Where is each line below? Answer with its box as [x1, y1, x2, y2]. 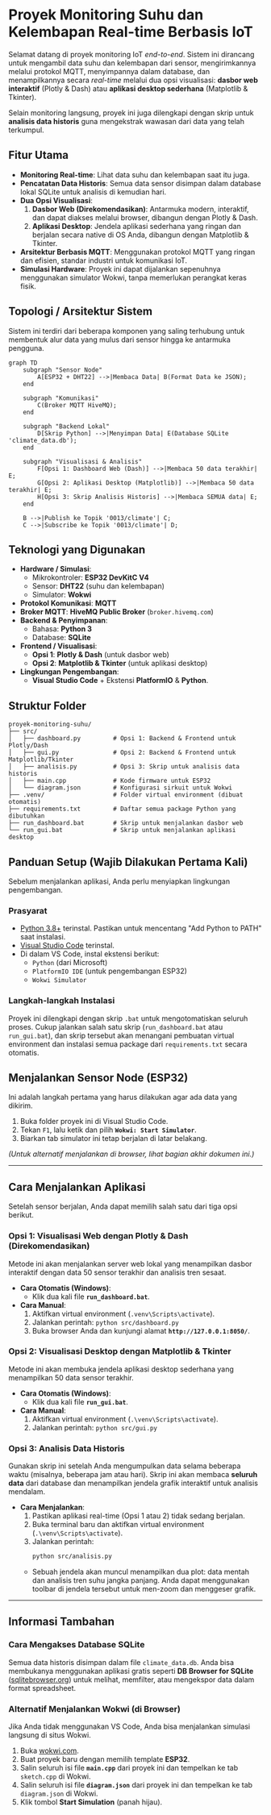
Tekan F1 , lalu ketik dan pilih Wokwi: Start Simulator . [19, 1125, 198, 1134]
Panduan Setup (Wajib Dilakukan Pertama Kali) [8, 855, 248, 868]
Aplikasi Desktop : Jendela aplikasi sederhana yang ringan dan [31, 221, 242, 231]
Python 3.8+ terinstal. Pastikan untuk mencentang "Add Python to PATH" [19, 923, 262, 933]
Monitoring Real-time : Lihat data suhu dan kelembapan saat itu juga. [19, 169, 250, 179]
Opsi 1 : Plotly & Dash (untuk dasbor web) [31, 650, 169, 660]
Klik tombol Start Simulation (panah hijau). [19, 1796, 163, 1807]
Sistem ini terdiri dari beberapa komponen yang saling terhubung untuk [8, 326, 245, 335]
